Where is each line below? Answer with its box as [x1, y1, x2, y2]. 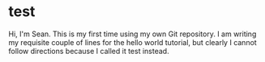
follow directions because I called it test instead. [8, 46, 169, 56]
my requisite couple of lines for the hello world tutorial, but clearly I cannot [8, 37, 257, 47]
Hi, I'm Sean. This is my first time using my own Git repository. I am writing [8, 29, 257, 39]
